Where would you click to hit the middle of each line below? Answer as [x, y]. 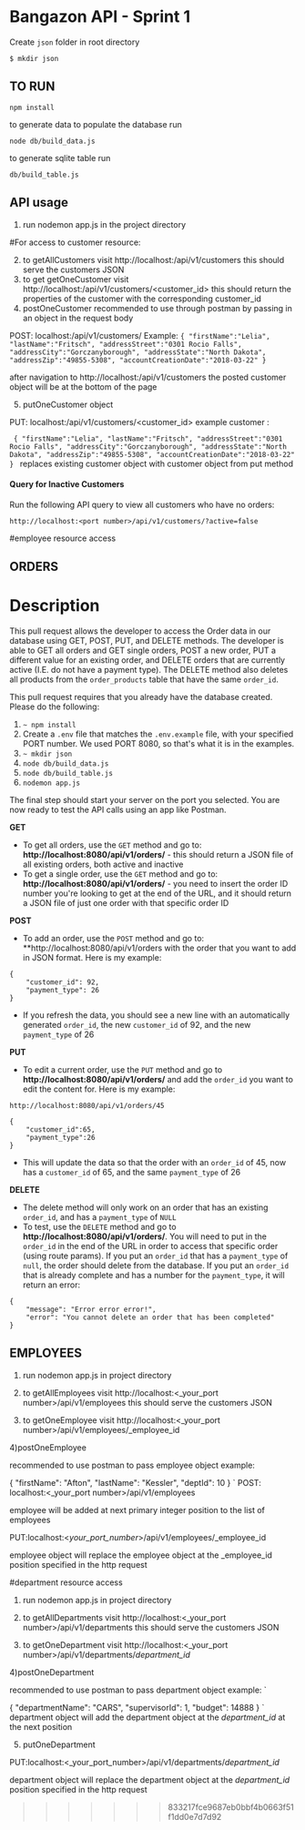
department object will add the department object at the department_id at [147, 1717]
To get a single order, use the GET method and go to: [120, 874]
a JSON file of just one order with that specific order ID [126, 903]
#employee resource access [63, 538]
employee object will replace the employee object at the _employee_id [141, 1555]
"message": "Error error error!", [91, 1310]
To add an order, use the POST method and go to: [113, 939]
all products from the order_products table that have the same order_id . [144, 679]
